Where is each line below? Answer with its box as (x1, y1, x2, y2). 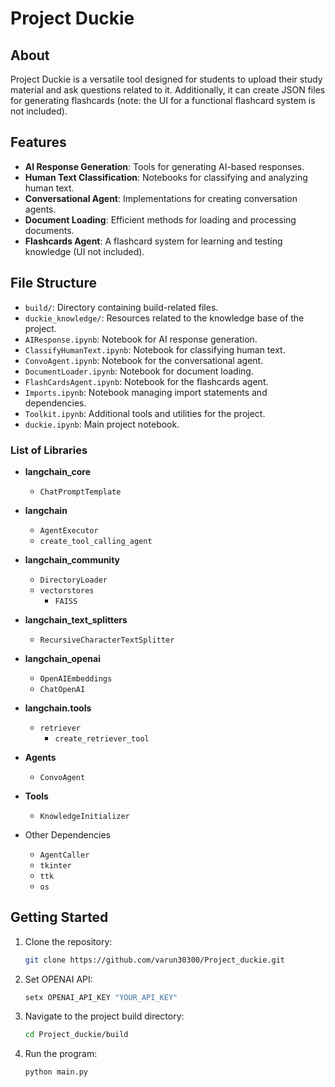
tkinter (39, 860, 72, 871)
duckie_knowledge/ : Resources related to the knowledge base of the (24, 312, 305, 324)
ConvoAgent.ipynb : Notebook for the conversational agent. (24, 354, 264, 366)
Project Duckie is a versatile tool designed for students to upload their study (10, 73, 323, 85)
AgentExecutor (39, 525, 99, 536)
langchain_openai (24, 652, 101, 664)
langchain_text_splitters (24, 613, 128, 626)
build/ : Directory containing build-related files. (24, 301, 219, 313)
